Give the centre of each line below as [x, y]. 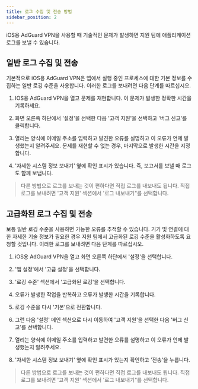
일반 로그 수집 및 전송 [42, 63]
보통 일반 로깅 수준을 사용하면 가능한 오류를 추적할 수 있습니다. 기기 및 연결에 [95, 229]
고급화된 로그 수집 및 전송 [49, 214]
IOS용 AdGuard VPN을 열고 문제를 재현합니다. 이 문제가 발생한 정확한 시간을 [103, 98]
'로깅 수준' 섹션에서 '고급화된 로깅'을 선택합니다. [70, 282]
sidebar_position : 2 [32, 17]
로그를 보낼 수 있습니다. [33, 42]
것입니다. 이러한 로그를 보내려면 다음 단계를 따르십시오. [80, 244]
